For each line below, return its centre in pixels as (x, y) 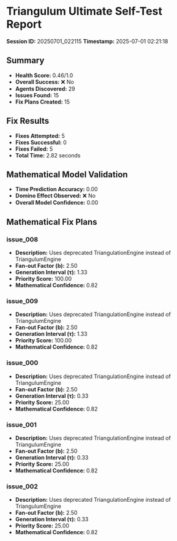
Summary (25, 60)
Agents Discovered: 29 (45, 89)
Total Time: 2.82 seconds (48, 155)
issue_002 (22, 486)
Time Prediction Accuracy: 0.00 (56, 189)
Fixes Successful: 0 (41, 142)
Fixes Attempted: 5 (40, 135)
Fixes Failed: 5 (34, 149)
